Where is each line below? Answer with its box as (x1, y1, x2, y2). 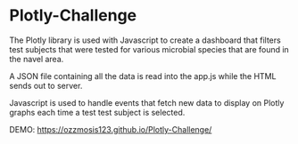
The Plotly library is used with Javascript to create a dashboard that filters (9, 35, 281, 45)
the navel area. (9, 53, 64, 64)
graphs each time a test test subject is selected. (9, 107, 186, 117)
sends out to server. (9, 80, 83, 91)
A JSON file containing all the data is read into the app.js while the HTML (9, 70, 277, 81)
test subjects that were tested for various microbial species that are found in (9, 44, 290, 54)
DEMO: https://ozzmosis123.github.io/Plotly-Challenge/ (9, 124, 212, 134)
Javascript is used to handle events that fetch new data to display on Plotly (9, 97, 285, 108)
